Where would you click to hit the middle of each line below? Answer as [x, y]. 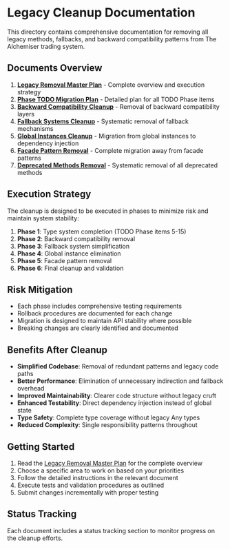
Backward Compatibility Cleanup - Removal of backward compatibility [118, 106]
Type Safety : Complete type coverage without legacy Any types [108, 417]
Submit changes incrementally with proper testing [88, 493]
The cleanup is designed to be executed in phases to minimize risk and [108, 211]
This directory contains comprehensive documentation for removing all [108, 32]
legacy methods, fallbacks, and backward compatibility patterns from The [112, 39]
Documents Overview [55, 68]
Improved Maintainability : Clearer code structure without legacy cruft [117, 396]
